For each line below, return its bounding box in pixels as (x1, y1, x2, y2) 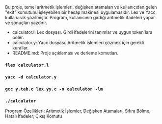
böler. (12, 34, 24, 40)
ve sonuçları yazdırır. (5, 20, 48, 25)
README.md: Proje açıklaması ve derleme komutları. (12, 50, 119, 56)
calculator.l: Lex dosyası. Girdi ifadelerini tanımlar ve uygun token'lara (12, 29, 153, 35)
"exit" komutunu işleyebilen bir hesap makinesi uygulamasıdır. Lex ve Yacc (5, 9, 156, 15)
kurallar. (12, 45, 28, 50)
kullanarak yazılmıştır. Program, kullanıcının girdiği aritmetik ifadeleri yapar (5, 15, 155, 20)
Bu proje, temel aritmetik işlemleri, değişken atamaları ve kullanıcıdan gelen (5, 4, 157, 10)
